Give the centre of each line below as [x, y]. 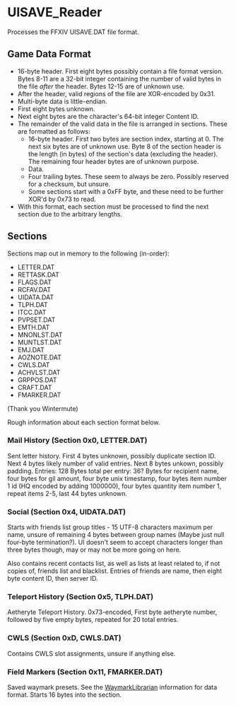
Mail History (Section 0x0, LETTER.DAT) [77, 441]
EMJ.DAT [31, 349]
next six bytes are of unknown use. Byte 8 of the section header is [124, 146]
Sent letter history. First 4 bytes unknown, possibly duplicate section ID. [112, 456]
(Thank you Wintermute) [43, 408]
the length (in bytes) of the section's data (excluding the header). [123, 154]
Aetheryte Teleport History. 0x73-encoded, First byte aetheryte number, [112, 612]
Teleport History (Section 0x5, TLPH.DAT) [81, 597]
